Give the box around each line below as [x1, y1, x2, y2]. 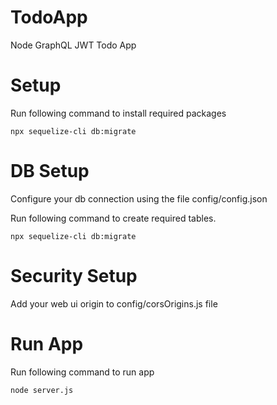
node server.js [10, 385, 74, 395]
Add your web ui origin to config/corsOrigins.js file [10, 297, 218, 310]
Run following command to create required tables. [10, 212, 217, 224]
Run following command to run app [10, 366, 155, 378]
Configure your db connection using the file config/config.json [10, 192, 268, 205]
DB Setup [10, 160, 90, 183]
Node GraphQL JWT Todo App [10, 39, 137, 51]
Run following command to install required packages [10, 107, 227, 119]
